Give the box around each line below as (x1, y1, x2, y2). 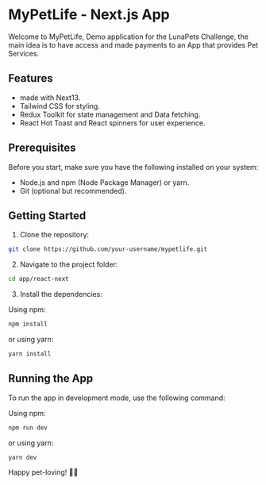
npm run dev (8, 423, 48, 432)
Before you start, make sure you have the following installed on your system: (8, 162, 259, 171)
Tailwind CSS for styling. (19, 101, 101, 110)
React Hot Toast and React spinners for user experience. (19, 117, 206, 128)
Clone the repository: (19, 230, 90, 240)
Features (8, 71, 53, 85)
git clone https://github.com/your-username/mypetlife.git (8, 245, 208, 253)
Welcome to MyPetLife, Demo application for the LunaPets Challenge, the (8, 32, 249, 41)
